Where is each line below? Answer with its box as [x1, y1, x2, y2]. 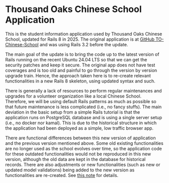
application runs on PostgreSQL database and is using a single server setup [5, 114, 162, 120]
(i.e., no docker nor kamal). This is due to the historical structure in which [5, 120, 157, 126]
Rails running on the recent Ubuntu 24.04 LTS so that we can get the [5, 56, 147, 62]
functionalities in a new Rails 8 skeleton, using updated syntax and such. [5, 78, 155, 84]
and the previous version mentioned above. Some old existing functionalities [5, 140, 163, 146]
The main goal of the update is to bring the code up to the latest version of [5, 51, 159, 57]
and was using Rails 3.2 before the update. [39, 41, 128, 47]
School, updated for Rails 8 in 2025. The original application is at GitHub [5, 36, 155, 42]
